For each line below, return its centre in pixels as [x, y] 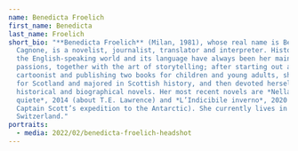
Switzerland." [42, 116]
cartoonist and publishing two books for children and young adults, [148, 75]
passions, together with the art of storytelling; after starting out [150, 68]
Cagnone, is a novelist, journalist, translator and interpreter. [142, 51]
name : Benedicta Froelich [56, 17]
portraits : [28, 125]
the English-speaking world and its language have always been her [144, 59]
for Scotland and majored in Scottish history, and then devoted [140, 83]
